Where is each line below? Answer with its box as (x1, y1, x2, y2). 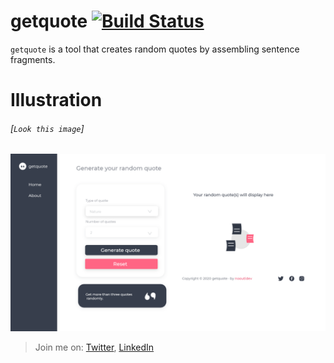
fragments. (10, 53, 56, 65)
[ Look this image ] (10, 122, 85, 134)
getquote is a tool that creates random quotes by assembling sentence (10, 43, 300, 55)
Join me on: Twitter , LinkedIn (34, 341, 155, 353)
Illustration (10, 89, 103, 112)
